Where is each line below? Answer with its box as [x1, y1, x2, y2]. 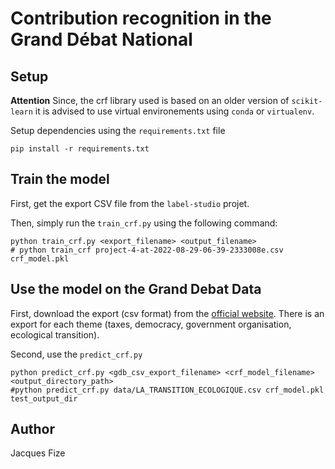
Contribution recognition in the [10, 7, 272, 30]
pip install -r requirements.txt [10, 144, 150, 154]
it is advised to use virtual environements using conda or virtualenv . [34, 105, 315, 117]
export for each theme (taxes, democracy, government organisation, [10, 318, 292, 330]
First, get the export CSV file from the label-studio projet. [10, 197, 250, 209]
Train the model [10, 171, 110, 188]
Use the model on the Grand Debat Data [10, 281, 262, 298]
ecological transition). [10, 328, 100, 341]
